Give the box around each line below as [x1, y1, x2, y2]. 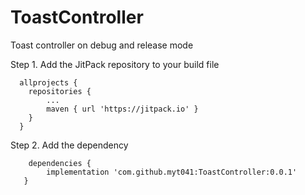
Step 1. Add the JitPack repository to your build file [10, 58, 220, 70]
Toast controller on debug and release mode [10, 39, 194, 51]
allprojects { [19, 77, 78, 88]
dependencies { [28, 158, 92, 168]
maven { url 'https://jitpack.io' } [46, 104, 199, 114]
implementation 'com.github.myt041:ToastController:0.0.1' [46, 167, 298, 177]
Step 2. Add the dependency [10, 139, 129, 151]
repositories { [28, 86, 92, 96]
